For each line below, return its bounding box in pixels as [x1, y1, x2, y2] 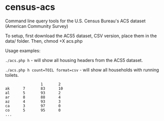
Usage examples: [5, 48, 41, 54]
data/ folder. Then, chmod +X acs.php [5, 38, 83, 44]
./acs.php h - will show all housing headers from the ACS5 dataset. [5, 57, 143, 63]
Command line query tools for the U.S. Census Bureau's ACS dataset [5, 18, 146, 24]
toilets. [5, 72, 19, 78]
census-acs [5, 1, 55, 13]
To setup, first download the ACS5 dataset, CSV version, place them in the [5, 33, 157, 39]
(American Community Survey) [5, 23, 68, 29]
